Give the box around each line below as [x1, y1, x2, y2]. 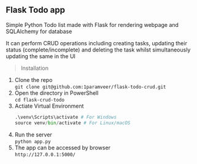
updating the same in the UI [6, 52, 76, 60]
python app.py [14, 138, 51, 144]
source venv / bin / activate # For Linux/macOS [14, 119, 131, 126]
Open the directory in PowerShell [14, 89, 99, 97]
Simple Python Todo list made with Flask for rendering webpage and [6, 21, 179, 28]
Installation [20, 64, 49, 72]
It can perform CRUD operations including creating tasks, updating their [6, 39, 188, 47]
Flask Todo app [6, 5, 66, 15]
